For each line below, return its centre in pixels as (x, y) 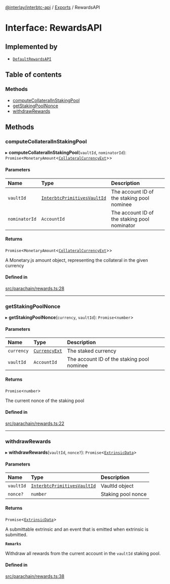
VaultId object (117, 486)
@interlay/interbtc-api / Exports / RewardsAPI (53, 7)
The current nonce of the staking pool (45, 401)
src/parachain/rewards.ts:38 (35, 576)
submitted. (16, 534)
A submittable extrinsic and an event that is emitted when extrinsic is (77, 529)
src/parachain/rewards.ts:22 (35, 423)
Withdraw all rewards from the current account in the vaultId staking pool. (83, 553)
